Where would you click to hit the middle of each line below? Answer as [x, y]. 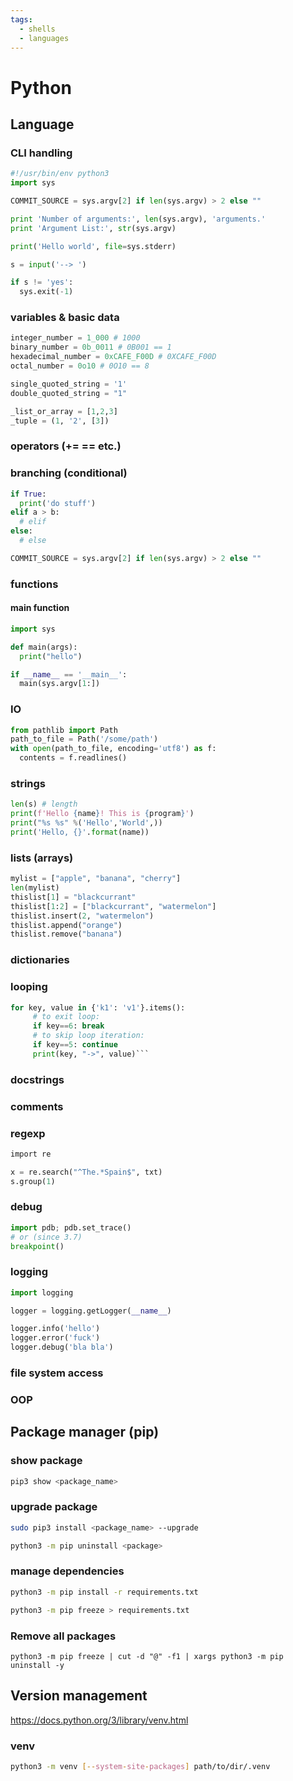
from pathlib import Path [64, 730]
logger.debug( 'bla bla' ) [62, 1347]
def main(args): [44, 647]
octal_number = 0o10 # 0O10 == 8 [80, 366]
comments [37, 1106]
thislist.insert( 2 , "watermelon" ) [82, 916]
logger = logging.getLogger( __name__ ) [91, 1311]
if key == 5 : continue [75, 1045]
